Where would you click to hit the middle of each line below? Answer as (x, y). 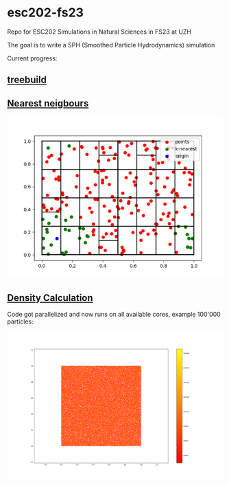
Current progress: (32, 58)
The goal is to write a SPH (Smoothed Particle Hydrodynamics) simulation (111, 45)
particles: (21, 322)
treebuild (27, 80)
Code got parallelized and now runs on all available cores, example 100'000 (114, 314)
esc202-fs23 (46, 13)
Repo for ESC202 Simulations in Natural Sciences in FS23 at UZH (99, 32)
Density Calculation (50, 298)
